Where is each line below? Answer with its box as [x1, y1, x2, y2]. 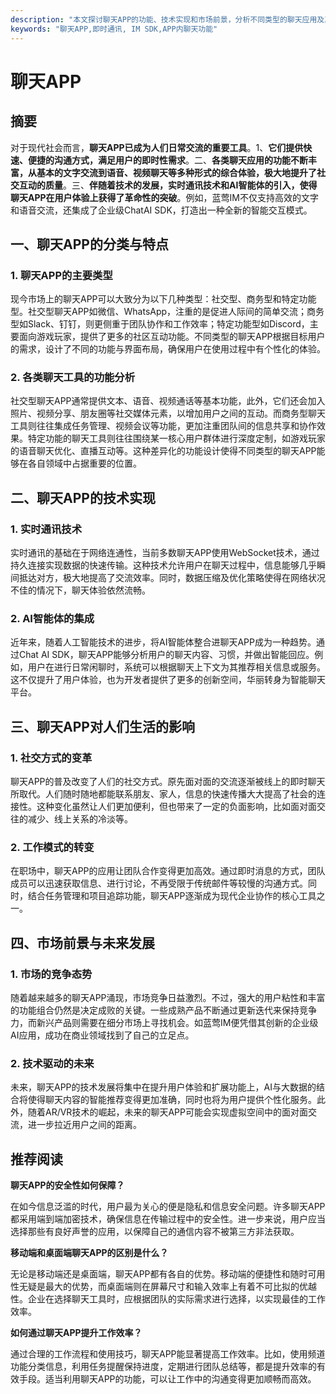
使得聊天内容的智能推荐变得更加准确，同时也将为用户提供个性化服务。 [27, 1094, 317, 1106]
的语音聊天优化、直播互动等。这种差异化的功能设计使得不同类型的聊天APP [10, 445, 317, 457]
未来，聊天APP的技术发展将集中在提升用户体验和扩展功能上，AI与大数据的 [10, 1081, 317, 1093]
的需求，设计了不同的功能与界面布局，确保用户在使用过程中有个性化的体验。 [10, 343, 326, 355]
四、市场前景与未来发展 [10, 934, 155, 951]
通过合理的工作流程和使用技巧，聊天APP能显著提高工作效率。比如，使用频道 [10, 1348, 326, 1360]
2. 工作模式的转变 [10, 841, 95, 855]
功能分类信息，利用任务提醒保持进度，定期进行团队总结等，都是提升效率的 [10, 1361, 317, 1373]
